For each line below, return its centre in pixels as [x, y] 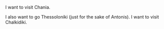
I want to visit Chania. [28, 7]
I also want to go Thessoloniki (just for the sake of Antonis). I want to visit [82, 17]
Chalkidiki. [16, 22]
